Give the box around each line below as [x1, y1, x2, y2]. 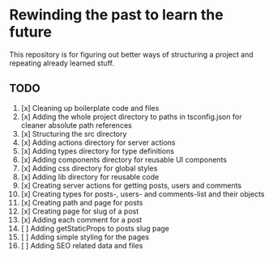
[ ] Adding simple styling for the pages [20, 232, 149, 242]
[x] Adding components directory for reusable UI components [20, 154, 228, 164]
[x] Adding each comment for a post [20, 214, 143, 224]
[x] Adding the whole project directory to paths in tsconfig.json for [20, 112, 242, 121]
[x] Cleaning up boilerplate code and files [20, 103, 160, 112]
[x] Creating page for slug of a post [20, 206, 139, 216]
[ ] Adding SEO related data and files [20, 240, 143, 250]
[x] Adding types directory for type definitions [20, 146, 175, 155]
